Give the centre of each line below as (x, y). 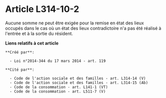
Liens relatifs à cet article (32, 43)
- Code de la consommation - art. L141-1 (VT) (59, 87)
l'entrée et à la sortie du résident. (39, 33)
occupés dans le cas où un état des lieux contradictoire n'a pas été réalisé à (83, 28)
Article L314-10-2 (42, 9)
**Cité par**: (20, 70)
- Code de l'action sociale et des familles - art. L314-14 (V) (78, 78)
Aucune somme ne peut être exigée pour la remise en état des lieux (75, 23)
